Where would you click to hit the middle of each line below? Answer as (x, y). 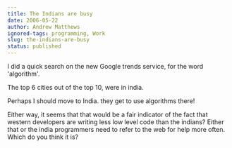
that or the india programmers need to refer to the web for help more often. (116, 129)
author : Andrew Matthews (44, 27)
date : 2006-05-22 (33, 20)
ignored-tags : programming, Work (56, 33)
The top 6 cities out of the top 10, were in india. (76, 87)
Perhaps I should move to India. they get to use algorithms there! (101, 101)
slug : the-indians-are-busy (49, 40)
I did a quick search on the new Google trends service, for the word (105, 66)
